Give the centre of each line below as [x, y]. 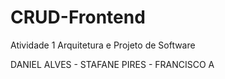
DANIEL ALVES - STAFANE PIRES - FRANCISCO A [112, 64]
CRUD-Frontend [78, 17]
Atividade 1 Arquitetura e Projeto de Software [103, 45]
